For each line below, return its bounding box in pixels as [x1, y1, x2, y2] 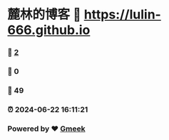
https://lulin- [83, 6, 162, 23]
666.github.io [7, 22, 91, 38]
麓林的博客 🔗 [7, 6, 82, 23]
